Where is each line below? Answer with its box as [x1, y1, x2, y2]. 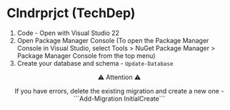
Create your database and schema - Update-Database [16, 59, 174, 67]
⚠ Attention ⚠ [97, 73, 141, 81]
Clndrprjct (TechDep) [6, 5, 136, 21]
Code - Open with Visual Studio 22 [16, 29, 119, 37]
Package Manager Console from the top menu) [16, 51, 156, 60]
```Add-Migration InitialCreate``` [73, 94, 166, 103]
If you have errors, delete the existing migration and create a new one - [14, 86, 224, 95]
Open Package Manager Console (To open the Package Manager [16, 36, 209, 44]
